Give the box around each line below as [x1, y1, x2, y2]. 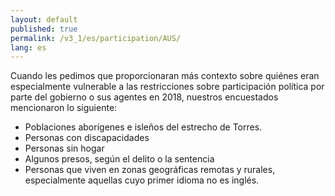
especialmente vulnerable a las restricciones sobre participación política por [10, 81, 325, 93]
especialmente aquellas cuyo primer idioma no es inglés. [24, 174, 260, 186]
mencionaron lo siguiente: [10, 102, 118, 114]
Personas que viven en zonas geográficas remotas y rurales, [24, 164, 276, 176]
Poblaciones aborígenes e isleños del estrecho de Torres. [24, 121, 263, 133]
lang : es [10, 42, 47, 53]
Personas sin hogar [24, 142, 105, 155]
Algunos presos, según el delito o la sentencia [24, 153, 215, 165]
